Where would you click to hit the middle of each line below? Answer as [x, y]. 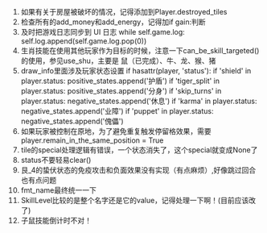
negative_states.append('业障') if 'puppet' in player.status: [117, 111]
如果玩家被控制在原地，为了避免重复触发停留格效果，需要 [116, 131]
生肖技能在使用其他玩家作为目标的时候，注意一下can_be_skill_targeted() [140, 50]
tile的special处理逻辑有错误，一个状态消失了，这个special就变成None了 [139, 150]
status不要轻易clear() [56, 160]
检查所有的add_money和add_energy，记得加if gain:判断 [113, 22]
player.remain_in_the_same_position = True [92, 140]
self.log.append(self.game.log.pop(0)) [84, 41]
